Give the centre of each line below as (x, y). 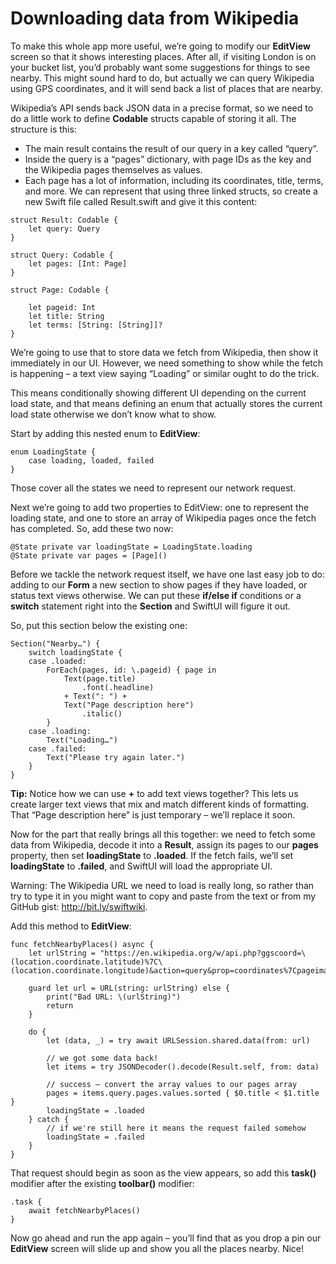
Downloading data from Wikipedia (155, 18)
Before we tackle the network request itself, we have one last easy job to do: (168, 574)
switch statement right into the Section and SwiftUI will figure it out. (150, 606)
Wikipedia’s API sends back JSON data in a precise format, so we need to (162, 108)
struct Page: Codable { (60, 290)
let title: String (66, 316)
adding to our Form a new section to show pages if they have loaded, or (159, 584)
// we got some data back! (102, 1058)
